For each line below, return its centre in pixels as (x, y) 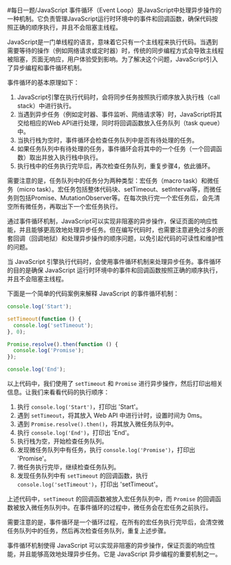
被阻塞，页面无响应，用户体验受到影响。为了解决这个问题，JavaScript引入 (113, 59)
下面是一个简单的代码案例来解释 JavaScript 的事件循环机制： (93, 294)
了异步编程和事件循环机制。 (46, 68)
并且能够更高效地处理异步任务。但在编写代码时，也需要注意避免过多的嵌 (121, 230)
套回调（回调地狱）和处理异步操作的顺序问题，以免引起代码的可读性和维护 (112, 238)
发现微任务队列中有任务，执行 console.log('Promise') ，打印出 (106, 450)
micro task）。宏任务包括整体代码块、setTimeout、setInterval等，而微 (117, 189)
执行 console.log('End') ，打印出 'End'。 (75, 432)
